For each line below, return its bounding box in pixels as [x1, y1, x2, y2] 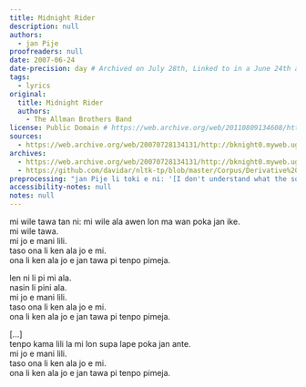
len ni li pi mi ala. [9, 272, 72, 283]
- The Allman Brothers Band [25, 115, 132, 124]
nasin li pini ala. [9, 282, 67, 292]
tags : [9, 73, 30, 82]
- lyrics [17, 81, 51, 90]
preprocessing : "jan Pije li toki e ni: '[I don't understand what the [9, 174, 287, 183]
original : [9, 89, 47, 98]
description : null [9, 22, 79, 31]
